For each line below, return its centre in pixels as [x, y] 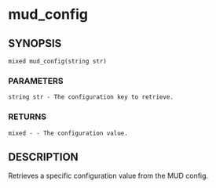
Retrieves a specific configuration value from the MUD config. [108, 176]
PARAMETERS [36, 81]
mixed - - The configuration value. [68, 133]
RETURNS [27, 117]
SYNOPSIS [35, 43]
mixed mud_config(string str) [58, 61]
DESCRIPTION [43, 157]
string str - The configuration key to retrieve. [91, 97]
